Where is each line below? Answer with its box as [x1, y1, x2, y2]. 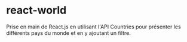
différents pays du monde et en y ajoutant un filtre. [6, 29, 131, 36]
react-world [6, 4, 67, 17]
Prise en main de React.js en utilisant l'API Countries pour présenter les [6, 23, 181, 30]
